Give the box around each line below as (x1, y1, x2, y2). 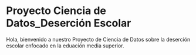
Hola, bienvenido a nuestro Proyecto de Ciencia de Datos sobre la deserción (6, 36, 191, 43)
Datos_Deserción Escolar (6, 16, 131, 30)
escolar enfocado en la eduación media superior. (6, 42, 124, 49)
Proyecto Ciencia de (6, 4, 107, 18)
